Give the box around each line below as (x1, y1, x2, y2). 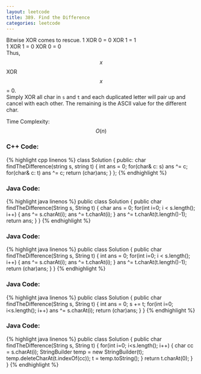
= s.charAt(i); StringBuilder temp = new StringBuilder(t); (6, 348, 144, 355)
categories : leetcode (6, 20, 61, 26)
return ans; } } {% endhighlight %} (6, 217, 91, 224)
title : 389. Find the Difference (6, 14, 90, 21)
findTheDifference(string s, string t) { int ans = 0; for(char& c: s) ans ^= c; (6, 162, 188, 170)
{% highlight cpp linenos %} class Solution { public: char (6, 156, 146, 163)
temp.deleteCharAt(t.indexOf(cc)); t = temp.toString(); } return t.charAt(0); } (6, 354, 193, 362)
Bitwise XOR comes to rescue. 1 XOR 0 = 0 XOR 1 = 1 (6, 37, 137, 44)
